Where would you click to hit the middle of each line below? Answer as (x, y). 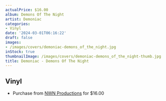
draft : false (19, 38)
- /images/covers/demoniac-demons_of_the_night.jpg (61, 47)
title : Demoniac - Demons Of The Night (47, 61)
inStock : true (20, 51)
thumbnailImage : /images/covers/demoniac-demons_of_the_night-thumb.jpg (83, 56)
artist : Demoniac (23, 19)
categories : (18, 24)
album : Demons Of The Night (35, 14)
